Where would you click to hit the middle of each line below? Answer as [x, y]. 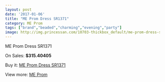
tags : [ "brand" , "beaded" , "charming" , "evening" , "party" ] [63, 28]
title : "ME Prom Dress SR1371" [37, 19]
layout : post [18, 10]
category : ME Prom [24, 23]
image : [12, 32]
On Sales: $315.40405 [28, 56]
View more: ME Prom [26, 74]
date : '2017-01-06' [25, 14]
